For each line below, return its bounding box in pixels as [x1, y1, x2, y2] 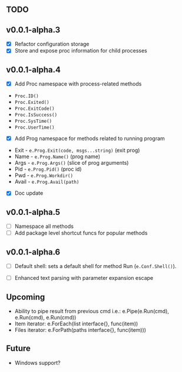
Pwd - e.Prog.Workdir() [14, 172, 74, 179]
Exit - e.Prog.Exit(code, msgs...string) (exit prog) [14, 147, 140, 154]
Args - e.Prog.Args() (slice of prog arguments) [14, 159, 129, 167]
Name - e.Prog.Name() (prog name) [14, 153, 101, 160]
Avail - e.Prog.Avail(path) [14, 178, 80, 185]
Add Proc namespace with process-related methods [14, 80, 142, 87]
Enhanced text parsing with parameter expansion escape [14, 275, 154, 282]
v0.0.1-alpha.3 [6, 25, 61, 35]
